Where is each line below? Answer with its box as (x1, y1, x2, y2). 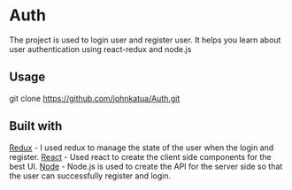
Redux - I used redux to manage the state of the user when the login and (9, 142, 274, 153)
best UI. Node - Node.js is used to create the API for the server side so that (9, 161, 283, 171)
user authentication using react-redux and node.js (9, 43, 192, 54)
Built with (9, 118, 63, 133)
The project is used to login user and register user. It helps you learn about (9, 34, 281, 45)
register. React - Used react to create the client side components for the (9, 151, 272, 162)
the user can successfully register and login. (9, 170, 172, 181)
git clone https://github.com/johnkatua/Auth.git (9, 93, 181, 103)
